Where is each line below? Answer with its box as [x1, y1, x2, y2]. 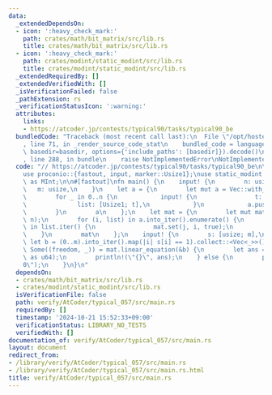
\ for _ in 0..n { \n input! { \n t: [23, 192, 263, 201]
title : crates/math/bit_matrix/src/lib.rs [23, 42, 168, 50]
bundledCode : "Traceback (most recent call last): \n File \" [15, 132, 230, 140]
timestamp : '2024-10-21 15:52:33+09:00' [15, 313, 154, 321]
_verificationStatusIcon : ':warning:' [15, 102, 147, 110]
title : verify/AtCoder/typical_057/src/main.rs [8, 374, 172, 382]
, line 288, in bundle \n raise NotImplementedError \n [23, 155, 219, 163]
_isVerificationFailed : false [15, 87, 117, 96]
